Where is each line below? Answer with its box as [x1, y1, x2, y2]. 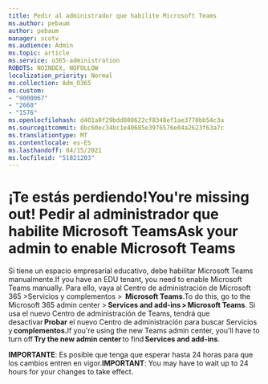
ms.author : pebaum [8, 19, 70, 27]
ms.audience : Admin [8, 42, 74, 50]
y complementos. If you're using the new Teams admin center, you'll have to [8, 326, 260, 336]
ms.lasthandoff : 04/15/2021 [8, 146, 103, 154]
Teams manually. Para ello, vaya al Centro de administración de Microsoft [8, 283, 251, 293]
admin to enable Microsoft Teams [8, 239, 236, 258]
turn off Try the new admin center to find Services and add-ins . [8, 334, 221, 344]
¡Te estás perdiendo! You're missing [8, 188, 250, 206]
